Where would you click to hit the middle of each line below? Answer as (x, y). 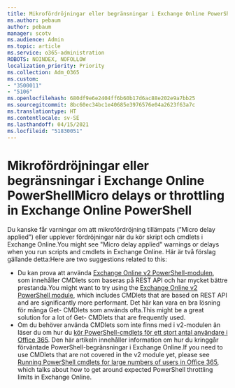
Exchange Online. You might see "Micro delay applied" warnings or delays (113, 244)
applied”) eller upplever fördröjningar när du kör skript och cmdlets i (105, 237)
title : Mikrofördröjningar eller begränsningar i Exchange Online (106, 14)
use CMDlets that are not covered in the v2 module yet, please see (113, 355)
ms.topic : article (34, 46)
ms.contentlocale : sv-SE (43, 118)
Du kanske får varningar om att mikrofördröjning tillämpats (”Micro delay (111, 230)
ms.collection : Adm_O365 (43, 72)
